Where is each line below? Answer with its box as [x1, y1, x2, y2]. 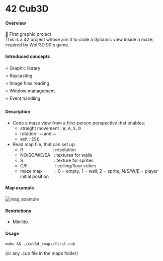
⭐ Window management [5, 88, 55, 94]
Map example [5, 185, 34, 191]
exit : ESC [20, 136, 40, 142]
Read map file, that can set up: [12, 141, 76, 147]
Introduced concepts [5, 53, 50, 59]
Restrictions [5, 208, 32, 214]
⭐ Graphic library [5, 65, 41, 71]
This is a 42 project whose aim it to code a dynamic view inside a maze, [5, 36, 154, 43]
